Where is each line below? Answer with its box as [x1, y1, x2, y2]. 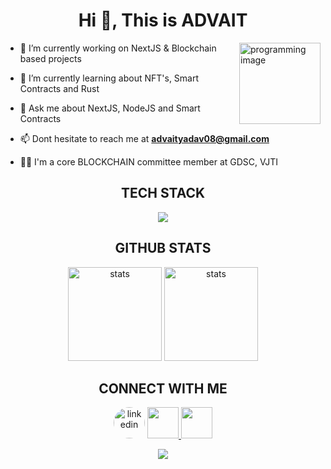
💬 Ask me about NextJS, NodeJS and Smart [19, 102, 201, 114]
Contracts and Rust [19, 82, 100, 94]
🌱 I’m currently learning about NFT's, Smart [19, 72, 200, 84]
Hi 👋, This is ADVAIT [78, 9, 248, 32]
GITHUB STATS [114, 240, 212, 257]
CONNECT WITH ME [98, 380, 228, 397]
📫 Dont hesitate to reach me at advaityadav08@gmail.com [19, 132, 270, 144]
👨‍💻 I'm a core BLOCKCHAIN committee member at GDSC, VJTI [19, 155, 279, 168]
